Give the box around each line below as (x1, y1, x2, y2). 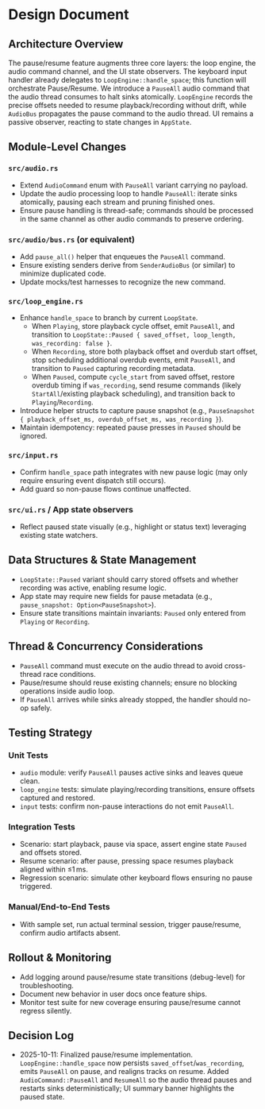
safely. (30, 703, 52, 713)
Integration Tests (8, 821, 75, 833)
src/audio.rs (8, 164, 59, 173)
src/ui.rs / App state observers (8, 504, 133, 515)
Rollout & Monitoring (8, 951, 112, 964)
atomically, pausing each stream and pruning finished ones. (19, 197, 216, 207)
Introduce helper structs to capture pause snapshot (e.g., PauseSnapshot (19, 406, 255, 415)
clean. (19, 776, 40, 786)
